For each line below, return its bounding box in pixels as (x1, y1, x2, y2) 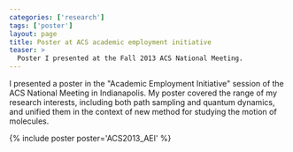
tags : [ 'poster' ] (9, 21, 73, 30)
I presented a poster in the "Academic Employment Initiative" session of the (9, 79, 285, 88)
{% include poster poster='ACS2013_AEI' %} (9, 133, 172, 143)
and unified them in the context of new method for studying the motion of (9, 107, 277, 117)
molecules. (9, 116, 50, 126)
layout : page (9, 29, 58, 38)
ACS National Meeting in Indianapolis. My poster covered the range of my (9, 87, 277, 98)
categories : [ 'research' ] (9, 12, 104, 22)
